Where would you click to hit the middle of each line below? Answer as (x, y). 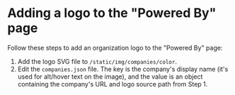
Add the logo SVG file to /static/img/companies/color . (97, 61)
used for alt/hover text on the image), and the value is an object (110, 77)
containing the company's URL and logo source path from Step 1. (113, 84)
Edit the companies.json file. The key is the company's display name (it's (123, 69)
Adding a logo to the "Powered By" (112, 13)
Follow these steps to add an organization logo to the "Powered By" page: (115, 47)
